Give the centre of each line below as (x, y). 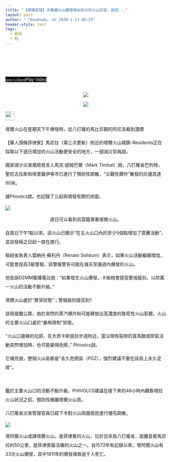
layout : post (19, 15)
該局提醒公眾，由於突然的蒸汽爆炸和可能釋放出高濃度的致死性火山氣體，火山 (86, 313)
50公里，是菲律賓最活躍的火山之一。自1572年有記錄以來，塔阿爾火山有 (89, 445)
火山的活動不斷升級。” (32, 286)
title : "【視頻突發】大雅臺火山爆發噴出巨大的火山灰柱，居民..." (67, 10)
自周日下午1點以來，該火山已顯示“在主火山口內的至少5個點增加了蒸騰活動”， (86, 233)
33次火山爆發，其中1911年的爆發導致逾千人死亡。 (57, 454)
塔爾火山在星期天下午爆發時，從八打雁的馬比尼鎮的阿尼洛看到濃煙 (75, 129)
